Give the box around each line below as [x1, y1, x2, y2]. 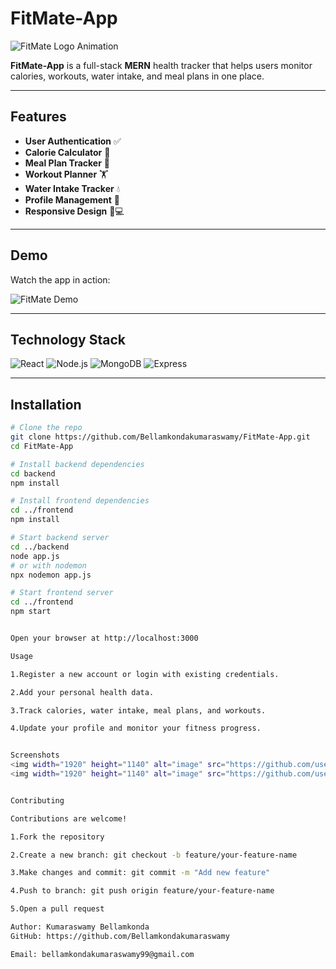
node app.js [10, 551, 60, 561]
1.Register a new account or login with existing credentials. [10, 669, 280, 679]
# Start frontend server [10, 588, 114, 598]
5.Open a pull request [10, 904, 105, 914]
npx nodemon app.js [10, 570, 92, 580]
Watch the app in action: [10, 273, 111, 286]
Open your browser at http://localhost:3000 [10, 633, 199, 644]
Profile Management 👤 [24, 193, 121, 206]
